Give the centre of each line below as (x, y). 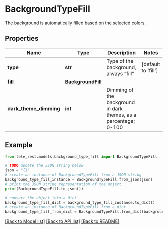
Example (19, 145)
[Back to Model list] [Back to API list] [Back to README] (62, 221)
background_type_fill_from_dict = (41, 212)
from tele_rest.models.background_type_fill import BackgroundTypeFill (81, 157)
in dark (115, 108)
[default (151, 64)
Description (122, 52)
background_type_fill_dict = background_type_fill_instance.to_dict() (80, 203)
